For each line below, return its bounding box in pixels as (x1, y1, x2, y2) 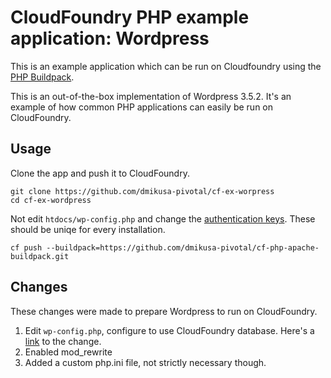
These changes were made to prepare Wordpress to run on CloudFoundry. (10, 305, 318, 317)
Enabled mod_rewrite (24, 346, 113, 358)
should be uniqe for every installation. (10, 223, 166, 235)
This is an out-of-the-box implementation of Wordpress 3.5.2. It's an (10, 90, 292, 102)
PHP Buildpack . (10, 71, 75, 83)
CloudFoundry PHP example (10, 6, 250, 29)
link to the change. (24, 335, 102, 347)
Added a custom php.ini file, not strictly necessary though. (24, 356, 267, 368)
